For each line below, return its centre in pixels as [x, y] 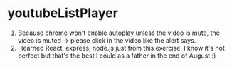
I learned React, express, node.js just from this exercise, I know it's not [121, 48]
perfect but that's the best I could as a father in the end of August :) [117, 56]
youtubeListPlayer [63, 13]
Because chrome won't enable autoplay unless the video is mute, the [119, 33]
